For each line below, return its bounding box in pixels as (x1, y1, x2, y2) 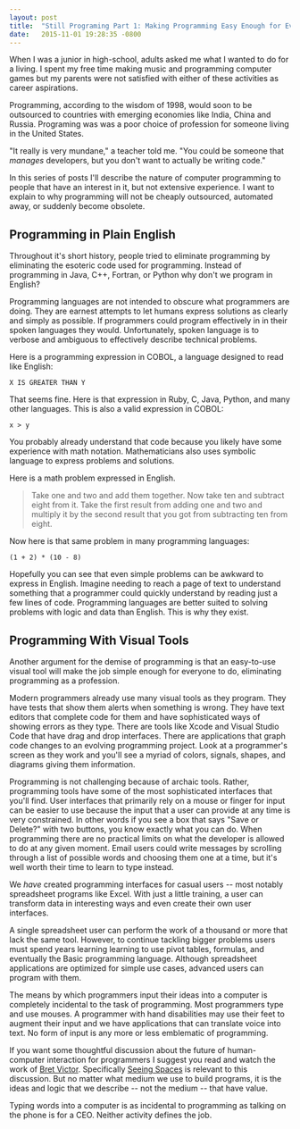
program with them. (9, 973, 82, 983)
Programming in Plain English (9, 227, 176, 242)
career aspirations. (9, 82, 79, 94)
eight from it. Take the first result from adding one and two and (30, 499, 262, 510)
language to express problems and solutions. (9, 456, 175, 466)
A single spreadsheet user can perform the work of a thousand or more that (9, 925, 288, 935)
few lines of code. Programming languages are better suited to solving (9, 598, 268, 608)
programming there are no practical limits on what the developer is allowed (9, 833, 285, 844)
